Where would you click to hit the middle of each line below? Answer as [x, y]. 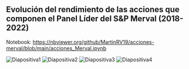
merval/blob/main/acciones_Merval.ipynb [56, 48]
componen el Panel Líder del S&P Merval [82, 19]
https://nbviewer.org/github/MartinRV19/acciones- [93, 42]
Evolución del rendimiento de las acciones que [93, 10]
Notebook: [19, 42]
